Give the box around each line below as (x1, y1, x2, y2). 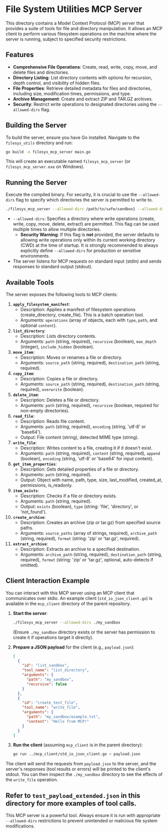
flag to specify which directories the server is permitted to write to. (15, 197, 154, 203)
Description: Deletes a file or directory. (20, 397, 100, 403)
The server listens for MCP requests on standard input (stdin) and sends (12, 258, 162, 264)
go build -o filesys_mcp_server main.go (5, 149, 91, 154)
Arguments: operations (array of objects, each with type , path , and (20, 317, 158, 323)
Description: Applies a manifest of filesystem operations (20, 306, 136, 312)
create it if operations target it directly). (12, 634, 94, 640)
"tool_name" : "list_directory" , (22, 668, 89, 673)
